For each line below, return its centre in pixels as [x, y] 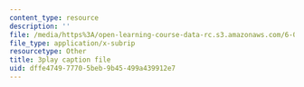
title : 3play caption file [60, 60]
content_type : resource [54, 18]
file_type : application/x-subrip [72, 43]
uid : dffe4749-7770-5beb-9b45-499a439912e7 [93, 69]
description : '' [40, 26]
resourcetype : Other [48, 52]
